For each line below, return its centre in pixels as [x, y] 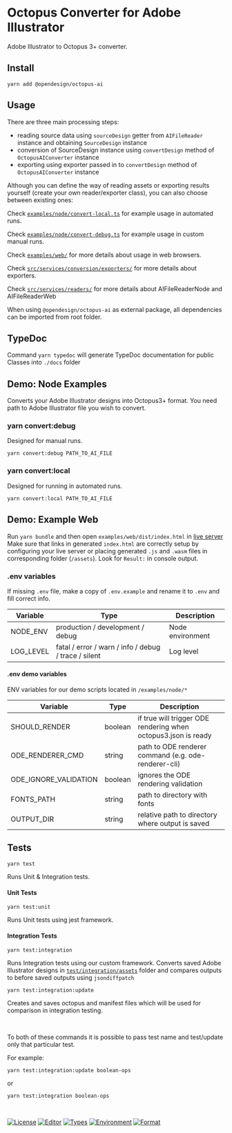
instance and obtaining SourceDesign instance [82, 142]
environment [190, 636]
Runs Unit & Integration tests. [49, 876]
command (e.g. [162, 756]
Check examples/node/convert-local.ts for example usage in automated [110, 213]
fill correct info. [29, 598]
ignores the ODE [164, 776]
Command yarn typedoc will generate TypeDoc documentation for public [110, 355]
